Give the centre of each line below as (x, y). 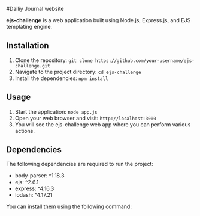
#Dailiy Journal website (35, 9)
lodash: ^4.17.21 (34, 195)
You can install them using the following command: (69, 206)
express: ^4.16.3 (34, 188)
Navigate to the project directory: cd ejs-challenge (78, 72)
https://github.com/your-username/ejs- (145, 60)
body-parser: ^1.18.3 (40, 176)
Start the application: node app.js (56, 111)
